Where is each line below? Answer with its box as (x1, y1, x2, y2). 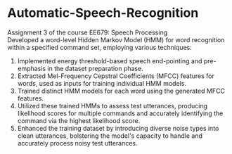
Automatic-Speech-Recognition (7, 5, 199, 21)
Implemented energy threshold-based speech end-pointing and (17, 56, 202, 65)
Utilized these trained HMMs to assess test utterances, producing (17, 101, 208, 110)
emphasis (17, 64, 46, 72)
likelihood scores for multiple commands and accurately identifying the (17, 109, 224, 117)
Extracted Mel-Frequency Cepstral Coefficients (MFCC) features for (17, 72, 214, 80)
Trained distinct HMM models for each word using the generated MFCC (17, 86, 225, 95)
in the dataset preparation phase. (47, 64, 143, 72)
